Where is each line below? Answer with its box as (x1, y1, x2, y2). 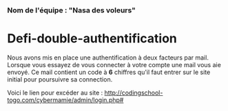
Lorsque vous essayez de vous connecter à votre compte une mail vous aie (7, 60, 222, 69)
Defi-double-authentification (7, 31, 178, 47)
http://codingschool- (104, 88, 163, 97)
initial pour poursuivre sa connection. (7, 75, 113, 84)
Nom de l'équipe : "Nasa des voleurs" (7, 5, 136, 15)
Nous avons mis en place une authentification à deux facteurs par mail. (7, 53, 209, 62)
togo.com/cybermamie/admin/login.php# (7, 95, 124, 104)
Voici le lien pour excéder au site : (7, 88, 103, 97)
